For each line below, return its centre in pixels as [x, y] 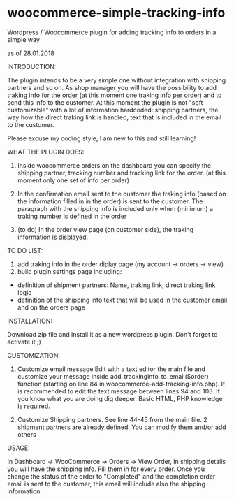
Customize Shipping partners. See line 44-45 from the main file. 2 [112, 419]
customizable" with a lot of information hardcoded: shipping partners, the [113, 110]
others [27, 434]
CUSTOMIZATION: [34, 355]
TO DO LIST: [25, 250]
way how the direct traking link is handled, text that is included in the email [115, 117]
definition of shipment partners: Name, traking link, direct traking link [116, 285]
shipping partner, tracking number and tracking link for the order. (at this [121, 173]
